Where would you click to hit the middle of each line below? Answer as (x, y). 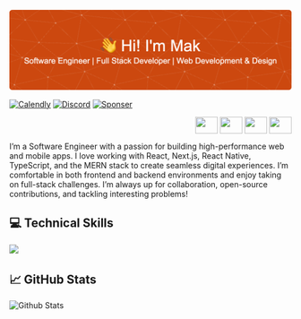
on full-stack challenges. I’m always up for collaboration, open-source (139, 184)
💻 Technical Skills (61, 224)
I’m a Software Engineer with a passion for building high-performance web (147, 146)
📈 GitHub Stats (53, 279)
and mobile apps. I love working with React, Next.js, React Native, (130, 155)
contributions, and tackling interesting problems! (99, 194)
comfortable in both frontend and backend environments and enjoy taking (146, 175)
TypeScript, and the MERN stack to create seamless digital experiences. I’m (149, 165)
